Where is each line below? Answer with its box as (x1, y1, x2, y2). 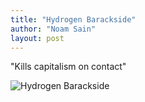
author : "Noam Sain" (10, 24, 97, 34)
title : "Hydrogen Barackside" (10, 14, 137, 25)
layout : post (10, 33, 65, 43)
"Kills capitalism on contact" (10, 61, 127, 73)
